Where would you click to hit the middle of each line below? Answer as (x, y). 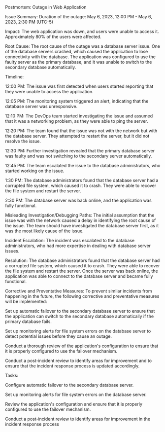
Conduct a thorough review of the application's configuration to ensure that (82, 346)
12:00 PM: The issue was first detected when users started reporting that (79, 86)
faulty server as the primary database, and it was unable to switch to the (79, 62)
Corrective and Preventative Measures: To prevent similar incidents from (79, 291)
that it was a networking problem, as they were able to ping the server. (77, 121)
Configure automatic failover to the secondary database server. (69, 385)
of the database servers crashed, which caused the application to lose (77, 52)
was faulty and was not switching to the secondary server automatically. (79, 156)
